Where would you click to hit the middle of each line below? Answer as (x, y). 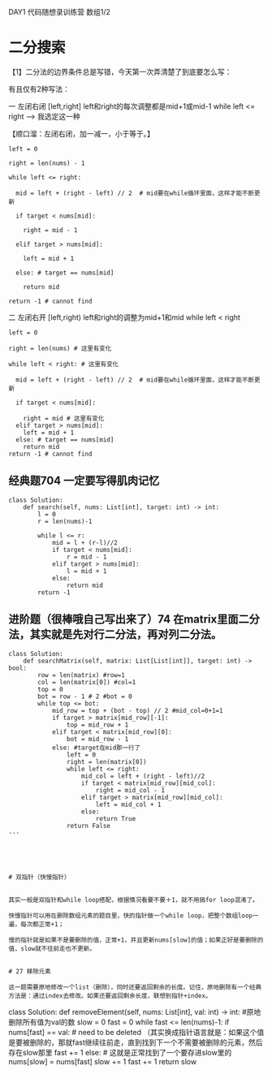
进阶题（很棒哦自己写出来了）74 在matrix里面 (123, 619)
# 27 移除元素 (30, 971)
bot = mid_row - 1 (97, 739)
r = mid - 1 (86, 557)
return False (89, 826)
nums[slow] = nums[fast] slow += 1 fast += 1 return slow (103, 1061)
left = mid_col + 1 (128, 804)
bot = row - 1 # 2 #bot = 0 (85, 697)
